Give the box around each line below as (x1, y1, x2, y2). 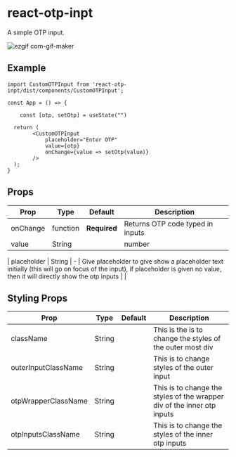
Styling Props (7, 292, 68, 304)
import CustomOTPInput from (7, 81, 90, 88)
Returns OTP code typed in (124, 219, 214, 228)
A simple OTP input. (7, 28, 65, 37)
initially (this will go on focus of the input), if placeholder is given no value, (7, 264, 223, 273)
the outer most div (153, 342, 214, 352)
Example (7, 62, 46, 75)
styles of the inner (153, 430, 213, 439)
